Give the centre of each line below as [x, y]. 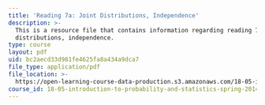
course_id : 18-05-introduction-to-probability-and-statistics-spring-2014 [134, 89]
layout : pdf [28, 52]
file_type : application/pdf [54, 67]
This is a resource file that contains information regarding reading [134, 30]
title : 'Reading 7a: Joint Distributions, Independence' [104, 15]
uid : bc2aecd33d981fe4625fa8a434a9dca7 [74, 60]
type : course [30, 45]
